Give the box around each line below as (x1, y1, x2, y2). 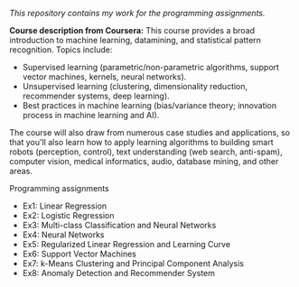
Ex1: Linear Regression (22, 200, 107, 211)
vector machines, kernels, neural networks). (22, 71, 187, 82)
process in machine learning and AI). (22, 110, 160, 120)
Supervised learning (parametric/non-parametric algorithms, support (22, 62, 280, 72)
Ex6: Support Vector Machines (22, 248, 137, 259)
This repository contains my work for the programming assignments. (9, 8, 266, 18)
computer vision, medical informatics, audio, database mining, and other (9, 156, 279, 166)
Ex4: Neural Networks (22, 229, 105, 240)
